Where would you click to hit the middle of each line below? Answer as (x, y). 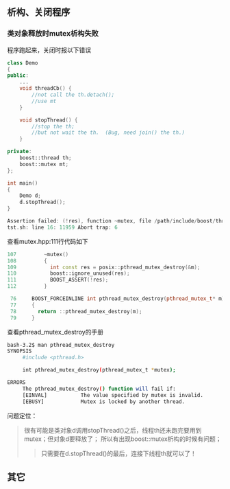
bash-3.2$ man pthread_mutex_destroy (61, 345)
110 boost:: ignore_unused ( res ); (68, 273)
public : (18, 76)
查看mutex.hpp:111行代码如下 (48, 241)
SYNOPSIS (20, 351)
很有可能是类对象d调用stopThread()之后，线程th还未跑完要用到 (113, 430)
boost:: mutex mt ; (44, 164)
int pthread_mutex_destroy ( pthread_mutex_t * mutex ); (99, 370)
